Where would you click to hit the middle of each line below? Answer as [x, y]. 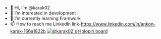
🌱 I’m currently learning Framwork [45, 18]
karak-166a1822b [28, 31]
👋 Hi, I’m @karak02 [30, 8]
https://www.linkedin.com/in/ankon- [118, 24]
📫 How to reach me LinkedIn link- [45, 24]
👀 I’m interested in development [43, 13]
